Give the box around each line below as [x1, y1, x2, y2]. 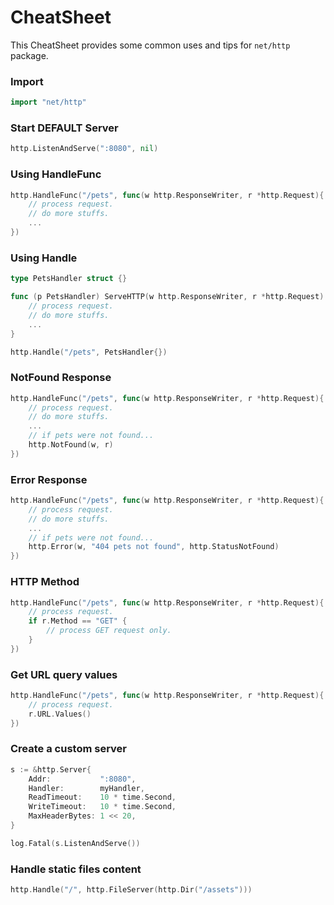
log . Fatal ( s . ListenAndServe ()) [10, 838, 141, 848]
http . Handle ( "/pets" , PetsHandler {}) [10, 347, 168, 357]
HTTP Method [10, 575, 80, 589]
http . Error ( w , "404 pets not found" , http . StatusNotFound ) [28, 542, 280, 552]
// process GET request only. [46, 626, 172, 636]
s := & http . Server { [10, 764, 92, 775]
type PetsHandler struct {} [10, 274, 128, 284]
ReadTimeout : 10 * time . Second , [28, 792, 177, 803]
